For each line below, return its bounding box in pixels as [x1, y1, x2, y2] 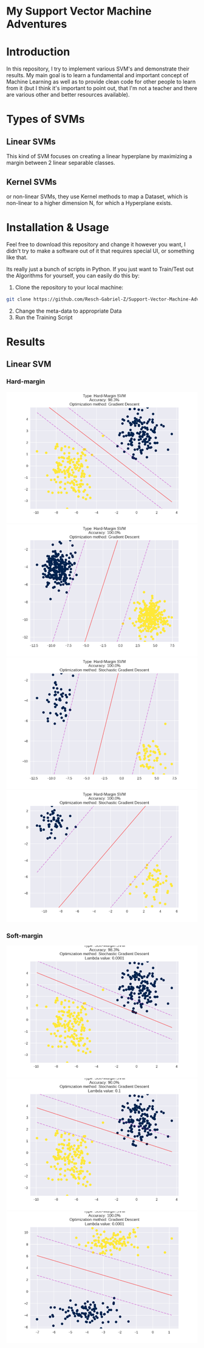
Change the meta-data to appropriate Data [15, 307, 122, 314]
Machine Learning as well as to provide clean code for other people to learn [6, 78, 196, 86]
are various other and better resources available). [6, 91, 130, 99]
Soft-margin [6, 931, 43, 940]
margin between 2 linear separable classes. [6, 159, 115, 167]
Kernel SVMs [6, 176, 57, 187]
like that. [6, 254, 28, 261]
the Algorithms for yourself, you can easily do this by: [6, 272, 140, 279]
